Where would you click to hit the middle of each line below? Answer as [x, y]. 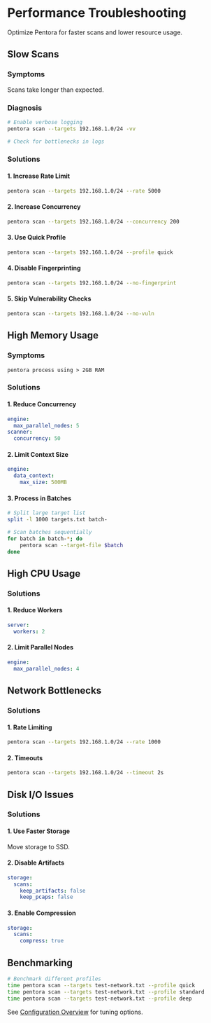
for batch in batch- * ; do [45, 538]
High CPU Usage [44, 574]
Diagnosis [25, 108]
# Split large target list [46, 513]
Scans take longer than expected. [56, 90]
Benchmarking [40, 962]
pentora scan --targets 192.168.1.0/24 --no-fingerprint [92, 283]
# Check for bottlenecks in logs [56, 142]
